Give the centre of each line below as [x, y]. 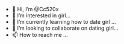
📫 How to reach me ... [40, 35]
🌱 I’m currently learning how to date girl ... [64, 22]
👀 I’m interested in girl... [41, 15]
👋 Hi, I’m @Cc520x [35, 9]
